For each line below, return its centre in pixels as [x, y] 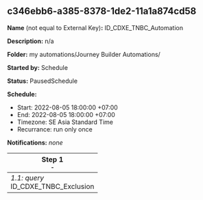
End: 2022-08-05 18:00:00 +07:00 [66, 114]
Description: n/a [31, 41]
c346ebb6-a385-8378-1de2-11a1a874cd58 [102, 11]
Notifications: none [35, 142]
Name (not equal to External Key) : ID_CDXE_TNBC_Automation [95, 27]
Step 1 [52, 159]
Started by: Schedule [38, 67]
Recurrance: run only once [55, 129]
